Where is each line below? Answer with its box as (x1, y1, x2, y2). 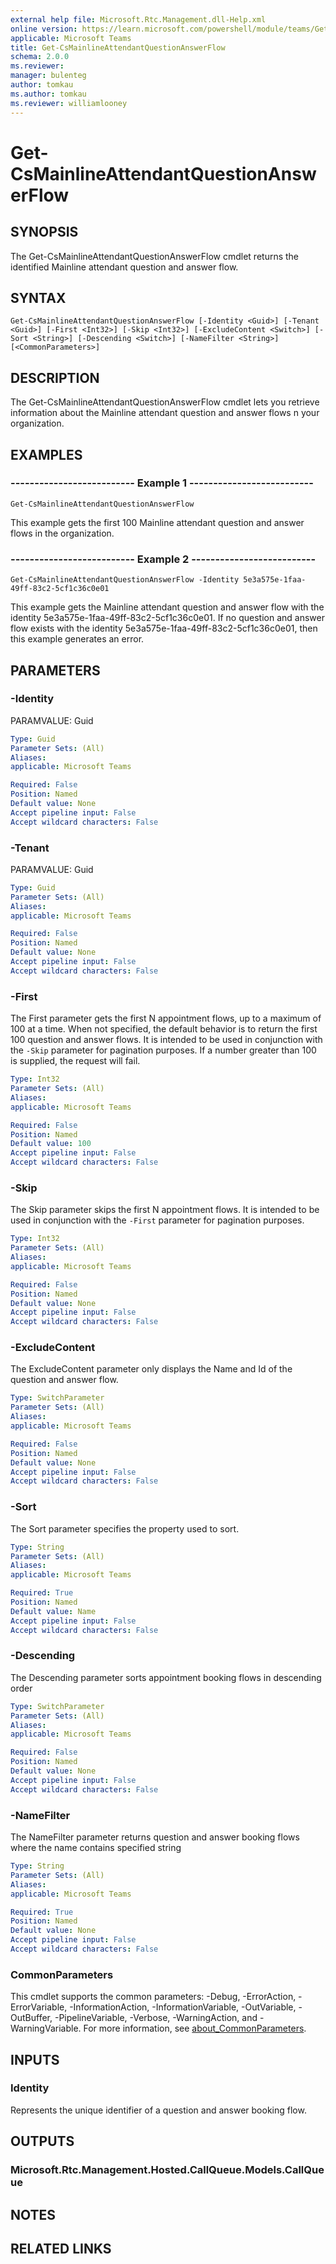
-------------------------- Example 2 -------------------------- (10, 552, 317, 566)
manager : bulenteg (10, 71, 87, 81)
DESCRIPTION (10, 369, 100, 386)
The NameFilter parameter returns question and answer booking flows (10, 1831, 300, 1843)
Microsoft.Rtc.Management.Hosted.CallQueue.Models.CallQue (10, 2163, 325, 2177)
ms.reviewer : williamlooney (10, 98, 128, 108)
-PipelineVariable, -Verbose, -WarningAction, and (54, 2012, 258, 2024)
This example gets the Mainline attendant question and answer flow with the (10, 601, 325, 613)
